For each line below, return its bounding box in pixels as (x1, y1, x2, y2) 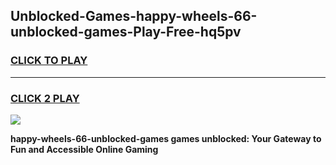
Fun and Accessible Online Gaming (10, 143, 159, 155)
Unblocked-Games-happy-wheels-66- (10, 8, 258, 25)
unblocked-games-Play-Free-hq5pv (10, 24, 242, 41)
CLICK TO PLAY (10, 54, 88, 68)
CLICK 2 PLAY (10, 91, 80, 105)
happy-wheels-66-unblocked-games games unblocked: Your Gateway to (10, 132, 322, 144)
